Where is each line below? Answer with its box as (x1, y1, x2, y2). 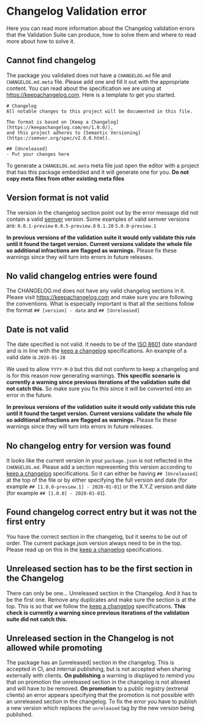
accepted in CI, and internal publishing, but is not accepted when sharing (6, 665, 191, 673)
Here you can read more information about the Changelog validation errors (6, 24, 195, 32)
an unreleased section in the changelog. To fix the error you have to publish (6, 698, 197, 705)
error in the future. (6, 392, 53, 399)
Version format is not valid (6, 193, 109, 203)
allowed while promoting (6, 643, 103, 653)
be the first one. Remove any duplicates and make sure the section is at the (6, 595, 196, 603)
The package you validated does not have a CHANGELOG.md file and (6, 72, 171, 79)
